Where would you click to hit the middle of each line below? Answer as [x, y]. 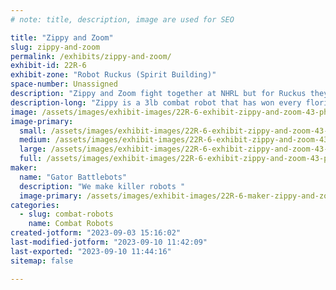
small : [33, 131]
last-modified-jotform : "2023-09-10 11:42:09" [109, 242]
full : [31, 159]
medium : [35, 140]
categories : [35, 205]
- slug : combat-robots [66, 214]
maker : [24, 168]
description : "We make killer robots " [102, 186]
